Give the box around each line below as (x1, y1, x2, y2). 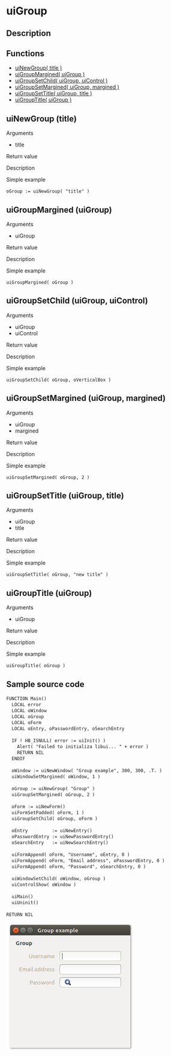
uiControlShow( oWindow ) (11, 882, 77, 888)
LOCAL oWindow (11, 708, 47, 714)
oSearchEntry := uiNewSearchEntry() (11, 840, 109, 846)
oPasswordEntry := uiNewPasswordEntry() (11, 834, 114, 840)
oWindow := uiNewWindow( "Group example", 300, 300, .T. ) (11, 768, 163, 774)
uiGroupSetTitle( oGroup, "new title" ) (6, 572, 109, 578)
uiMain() (11, 894, 34, 900)
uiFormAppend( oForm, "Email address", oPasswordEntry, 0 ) (11, 858, 165, 864)
